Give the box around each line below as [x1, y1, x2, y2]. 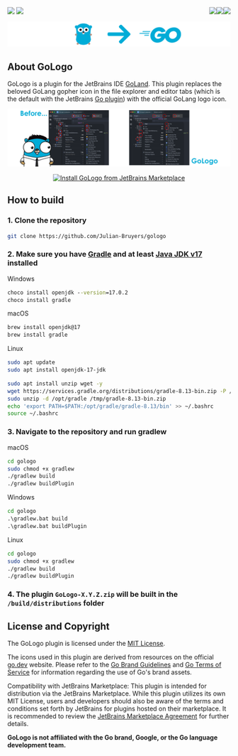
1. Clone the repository [7, 215, 87, 225]
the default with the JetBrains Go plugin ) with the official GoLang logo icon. [7, 94, 227, 103]
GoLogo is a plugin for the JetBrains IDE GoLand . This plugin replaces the [7, 79, 222, 88]
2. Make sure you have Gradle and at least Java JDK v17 [7, 249, 203, 259]
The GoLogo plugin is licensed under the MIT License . [7, 639, 166, 647]
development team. [7, 741, 66, 749]
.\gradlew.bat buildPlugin [7, 522, 87, 529]
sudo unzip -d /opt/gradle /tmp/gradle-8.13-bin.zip [7, 395, 166, 402]
